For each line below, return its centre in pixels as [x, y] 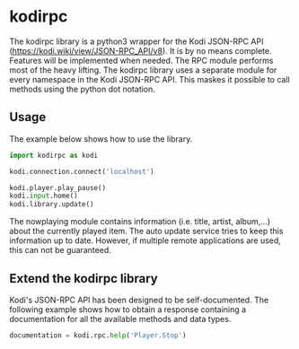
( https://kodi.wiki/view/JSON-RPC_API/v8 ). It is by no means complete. [141, 50]
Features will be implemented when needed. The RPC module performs [141, 60]
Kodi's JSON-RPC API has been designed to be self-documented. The [139, 300]
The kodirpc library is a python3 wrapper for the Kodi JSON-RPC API [136, 41]
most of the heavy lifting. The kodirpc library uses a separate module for [143, 70]
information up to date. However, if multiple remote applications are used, [145, 240]
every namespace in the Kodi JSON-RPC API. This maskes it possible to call [149, 79]
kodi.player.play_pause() [57, 188]
